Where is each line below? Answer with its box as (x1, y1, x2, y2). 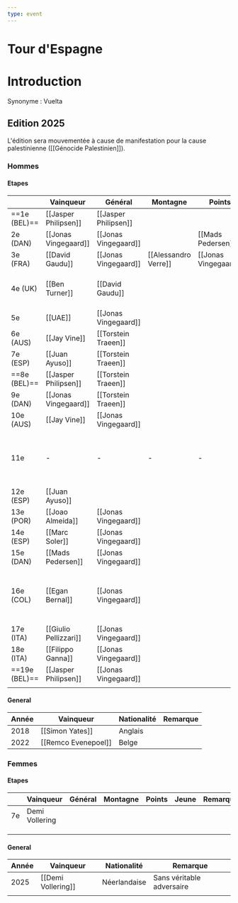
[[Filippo (45, 644, 74, 654)
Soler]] (45, 536, 69, 546)
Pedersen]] (45, 556, 84, 566)
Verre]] (147, 258, 172, 268)
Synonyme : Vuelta (7, 96, 62, 105)
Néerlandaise (101, 877, 147, 887)
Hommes (7, 161, 40, 171)
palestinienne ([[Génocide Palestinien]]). (7, 143, 125, 153)
